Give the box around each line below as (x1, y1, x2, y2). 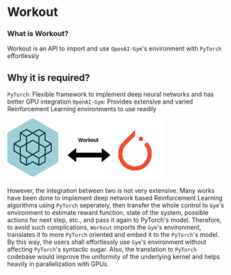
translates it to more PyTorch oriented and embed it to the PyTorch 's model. (7, 231, 220, 239)
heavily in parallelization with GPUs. (7, 260, 109, 268)
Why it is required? (7, 72, 90, 84)
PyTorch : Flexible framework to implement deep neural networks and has (7, 91, 214, 99)
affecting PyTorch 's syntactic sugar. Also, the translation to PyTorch (7, 245, 197, 254)
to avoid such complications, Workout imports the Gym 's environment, (7, 223, 202, 231)
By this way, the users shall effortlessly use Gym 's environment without (7, 238, 207, 246)
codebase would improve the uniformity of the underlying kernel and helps (7, 253, 220, 261)
